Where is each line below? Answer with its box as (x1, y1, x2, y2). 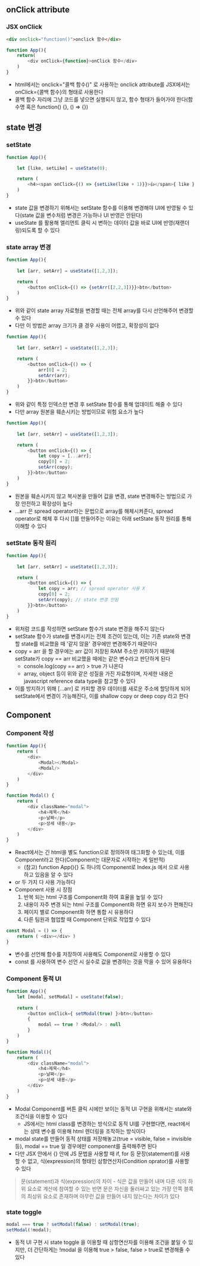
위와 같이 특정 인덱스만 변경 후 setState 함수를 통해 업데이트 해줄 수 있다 (14, 400, 183, 408)
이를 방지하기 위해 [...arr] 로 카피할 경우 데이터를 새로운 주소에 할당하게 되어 (14, 684, 190, 692)
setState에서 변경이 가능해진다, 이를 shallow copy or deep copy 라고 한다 (14, 692, 189, 699)
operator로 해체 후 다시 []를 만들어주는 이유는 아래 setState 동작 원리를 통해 (14, 515, 192, 522)
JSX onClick (6, 23, 43, 31)
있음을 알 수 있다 (35, 871, 73, 878)
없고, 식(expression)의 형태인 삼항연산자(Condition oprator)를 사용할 (27, 1157, 189, 1164)
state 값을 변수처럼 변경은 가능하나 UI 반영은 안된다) (21, 212, 143, 219)
